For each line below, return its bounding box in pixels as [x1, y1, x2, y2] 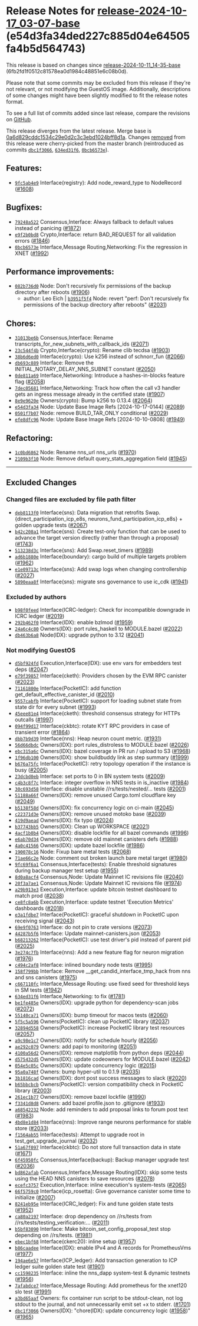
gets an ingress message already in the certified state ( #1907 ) [14, 391, 166, 398]
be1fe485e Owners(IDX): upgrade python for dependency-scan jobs [14, 999, 179, 1006]
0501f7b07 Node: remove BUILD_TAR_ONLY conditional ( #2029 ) [14, 409, 169, 417]
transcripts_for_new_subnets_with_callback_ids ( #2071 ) [14, 340, 150, 347]
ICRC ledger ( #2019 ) [14, 612, 65, 620]
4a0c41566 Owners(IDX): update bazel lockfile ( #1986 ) [14, 842, 146, 849]
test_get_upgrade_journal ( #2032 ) [14, 1137, 98, 1144]
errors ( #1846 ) [14, 237, 50, 244]
